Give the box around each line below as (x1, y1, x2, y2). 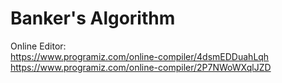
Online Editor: (10, 40, 67, 52)
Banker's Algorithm (10, 7, 176, 30)
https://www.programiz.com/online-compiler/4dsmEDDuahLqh (10, 50, 270, 62)
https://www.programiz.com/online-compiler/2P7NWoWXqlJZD (10, 61, 272, 73)
